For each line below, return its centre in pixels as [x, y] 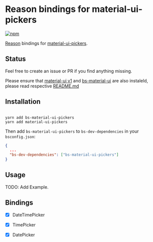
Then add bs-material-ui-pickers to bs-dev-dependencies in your [72, 131]
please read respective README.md [42, 86]
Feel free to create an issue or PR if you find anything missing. [69, 71]
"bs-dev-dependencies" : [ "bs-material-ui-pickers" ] [64, 155]
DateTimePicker [29, 215]
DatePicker [24, 235]
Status [16, 59]
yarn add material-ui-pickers [37, 122]
